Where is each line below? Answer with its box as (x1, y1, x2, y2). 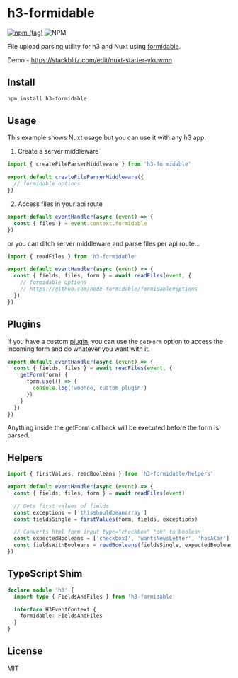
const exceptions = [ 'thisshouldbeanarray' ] (13, 509, 147, 516)
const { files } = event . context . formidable (13, 219, 147, 227)
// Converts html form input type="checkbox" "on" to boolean (13, 529, 201, 536)
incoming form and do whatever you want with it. (7, 345, 150, 353)
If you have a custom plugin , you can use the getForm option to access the (7, 337, 223, 345)
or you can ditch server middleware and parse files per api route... (7, 239, 200, 248)
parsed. (7, 431, 30, 439)
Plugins (7, 318, 42, 331)
